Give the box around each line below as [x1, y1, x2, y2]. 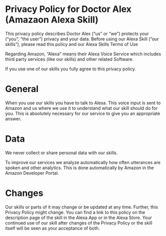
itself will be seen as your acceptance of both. [5, 225, 100, 231]
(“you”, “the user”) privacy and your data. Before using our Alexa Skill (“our [5, 36, 159, 42]
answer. [5, 116, 21, 122]
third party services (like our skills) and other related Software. [5, 56, 134, 62]
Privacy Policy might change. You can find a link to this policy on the [5, 209, 146, 215]
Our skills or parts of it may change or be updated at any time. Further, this [5, 204, 159, 210]
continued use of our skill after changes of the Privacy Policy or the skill [5, 220, 153, 226]
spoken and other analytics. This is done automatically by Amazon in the [5, 165, 154, 171]
